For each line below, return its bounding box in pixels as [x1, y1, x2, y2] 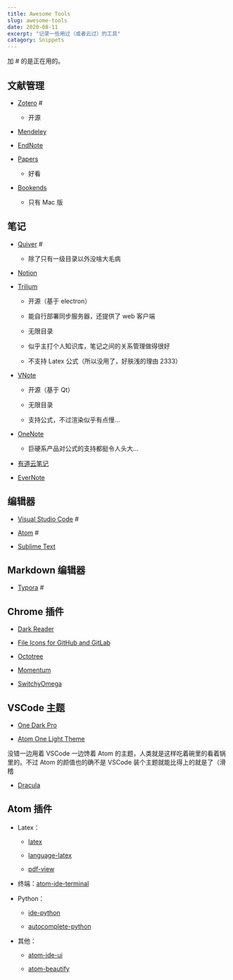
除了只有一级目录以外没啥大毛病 [27, 254, 121, 263]
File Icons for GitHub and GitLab [17, 638, 111, 647]
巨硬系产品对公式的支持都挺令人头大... [27, 444, 139, 453]
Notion [17, 268, 37, 277]
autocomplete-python [27, 922, 92, 931]
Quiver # [17, 239, 44, 248]
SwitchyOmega [17, 679, 62, 688]
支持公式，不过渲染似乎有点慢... [27, 415, 120, 424]
